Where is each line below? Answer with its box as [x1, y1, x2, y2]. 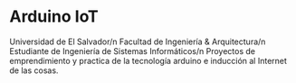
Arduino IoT [9, 6, 100, 27]
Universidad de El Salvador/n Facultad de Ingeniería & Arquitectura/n [9, 36, 266, 47]
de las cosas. [9, 65, 59, 76]
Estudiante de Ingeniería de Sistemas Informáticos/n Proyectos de [9, 45, 256, 56]
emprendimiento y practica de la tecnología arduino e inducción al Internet [9, 55, 288, 66]
